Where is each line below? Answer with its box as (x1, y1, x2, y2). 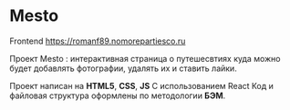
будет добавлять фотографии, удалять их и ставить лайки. (9, 63, 237, 74)
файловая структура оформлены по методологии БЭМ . (9, 90, 226, 101)
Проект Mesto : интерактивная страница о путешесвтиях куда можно (9, 53, 281, 64)
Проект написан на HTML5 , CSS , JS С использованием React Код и (9, 80, 274, 91)
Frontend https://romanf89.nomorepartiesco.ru (9, 35, 186, 46)
